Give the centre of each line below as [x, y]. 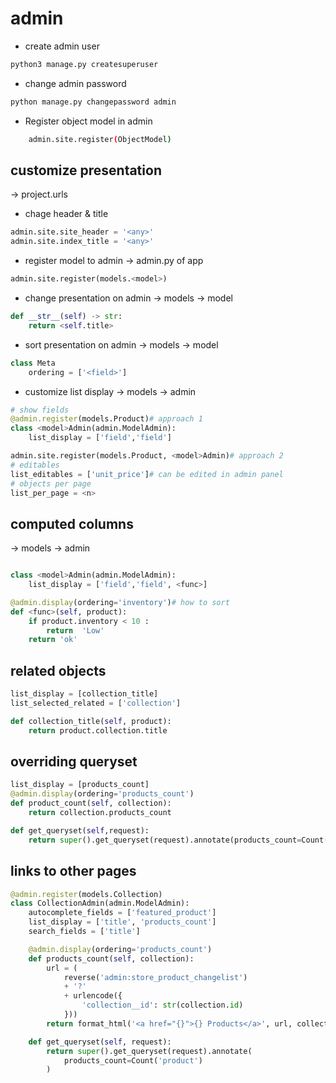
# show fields [40, 410]
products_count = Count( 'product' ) [133, 1060]
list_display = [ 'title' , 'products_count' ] [122, 922]
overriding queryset [74, 762]
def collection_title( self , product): [91, 721]
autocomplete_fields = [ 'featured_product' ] [122, 913]
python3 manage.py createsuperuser [84, 64]
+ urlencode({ [93, 996]
